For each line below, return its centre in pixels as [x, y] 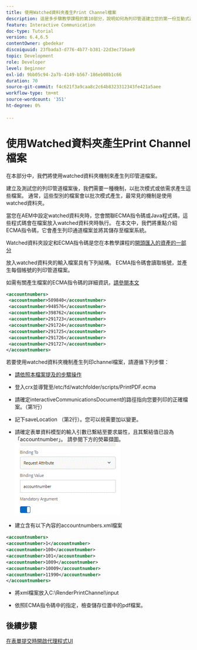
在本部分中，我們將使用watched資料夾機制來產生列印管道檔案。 [83, 175]
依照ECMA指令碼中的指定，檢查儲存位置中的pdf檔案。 [80, 605]
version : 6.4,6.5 [27, 37]
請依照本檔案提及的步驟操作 [48, 374]
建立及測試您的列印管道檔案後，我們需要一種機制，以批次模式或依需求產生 [96, 188]
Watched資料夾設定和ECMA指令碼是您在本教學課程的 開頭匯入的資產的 [91, 243]
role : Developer [26, 62]
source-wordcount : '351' [36, 100]
